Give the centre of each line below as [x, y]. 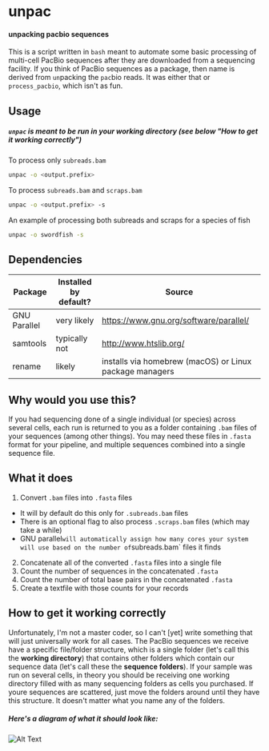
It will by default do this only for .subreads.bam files [104, 513]
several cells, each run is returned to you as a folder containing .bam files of [133, 427]
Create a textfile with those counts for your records [104, 588]
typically [72, 338]
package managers [138, 372]
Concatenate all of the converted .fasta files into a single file [120, 562]
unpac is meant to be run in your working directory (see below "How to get [133, 131]
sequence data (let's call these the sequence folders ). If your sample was [130, 666]
